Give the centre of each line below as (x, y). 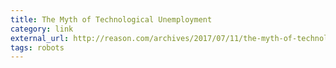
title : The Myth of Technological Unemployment (111, 19)
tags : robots (37, 47)
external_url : (40, 38)
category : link (42, 29)
